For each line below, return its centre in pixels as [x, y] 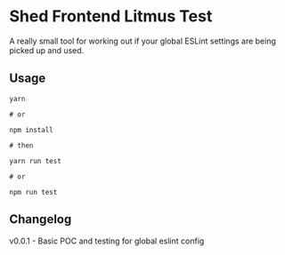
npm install [31, 130]
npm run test [33, 192]
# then [21, 145]
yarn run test [36, 161]
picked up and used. [47, 50]
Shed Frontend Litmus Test [111, 16]
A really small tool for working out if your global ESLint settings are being [142, 41]
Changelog [41, 219]
